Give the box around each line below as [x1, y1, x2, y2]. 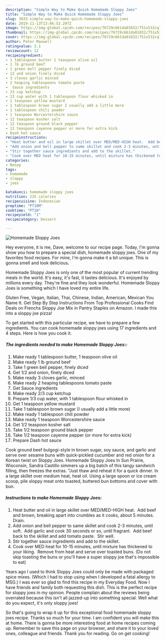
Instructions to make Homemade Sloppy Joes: [5, 495, 102, 501]
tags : [5, 167, 17, 172]
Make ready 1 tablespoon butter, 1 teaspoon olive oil [12, 354, 118, 360]
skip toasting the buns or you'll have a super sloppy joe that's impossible [12, 554, 160, 560]
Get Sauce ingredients [12, 385, 58, 391]
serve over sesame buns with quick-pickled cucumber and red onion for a [5, 452, 155, 458]
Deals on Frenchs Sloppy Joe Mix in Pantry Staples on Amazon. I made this [5, 305, 157, 311]
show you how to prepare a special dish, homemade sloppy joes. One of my [5, 250, 159, 255]
